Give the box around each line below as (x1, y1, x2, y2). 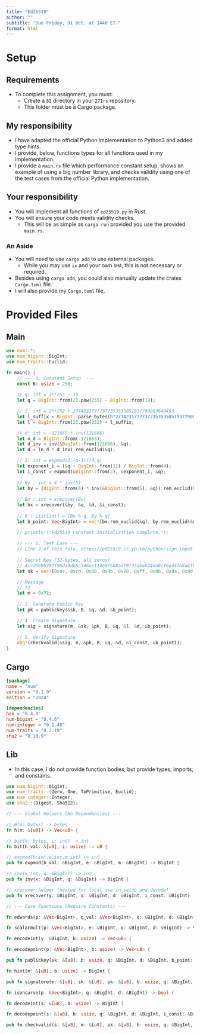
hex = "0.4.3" (6, 711, 42, 717)
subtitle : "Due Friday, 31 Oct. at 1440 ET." (6, 20, 121, 26)
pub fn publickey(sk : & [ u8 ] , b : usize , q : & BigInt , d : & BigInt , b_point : (6, 957, 193, 963)
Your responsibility (6, 192, 79, 202)
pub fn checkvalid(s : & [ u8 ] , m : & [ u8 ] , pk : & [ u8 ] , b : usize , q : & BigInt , (6, 1022, 193, 1028)
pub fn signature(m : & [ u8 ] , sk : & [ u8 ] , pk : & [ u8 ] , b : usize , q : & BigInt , (6, 978, 193, 985)
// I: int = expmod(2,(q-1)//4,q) (17, 458, 102, 464)
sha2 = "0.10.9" (6, 733, 46, 739)
